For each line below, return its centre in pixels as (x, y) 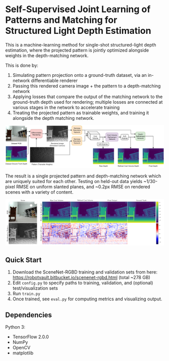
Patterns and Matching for (61, 20)
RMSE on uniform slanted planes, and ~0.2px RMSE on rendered (83, 187)
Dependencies (29, 315)
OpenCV (21, 348)
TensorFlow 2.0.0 (31, 337)
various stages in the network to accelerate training (66, 107)
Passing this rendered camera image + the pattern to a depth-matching (87, 86)
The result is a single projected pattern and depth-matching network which (83, 176)
